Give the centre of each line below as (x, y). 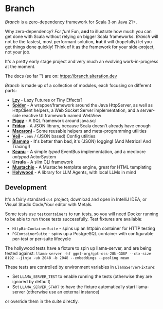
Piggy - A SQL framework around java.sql (54, 120)
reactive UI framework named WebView (62, 115)
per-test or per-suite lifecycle (41, 239)
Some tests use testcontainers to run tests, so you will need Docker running (82, 214)
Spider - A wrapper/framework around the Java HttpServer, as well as (82, 105)
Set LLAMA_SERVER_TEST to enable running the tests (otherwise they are (82, 276)
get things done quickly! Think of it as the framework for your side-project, (80, 47)
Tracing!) (21, 146)
